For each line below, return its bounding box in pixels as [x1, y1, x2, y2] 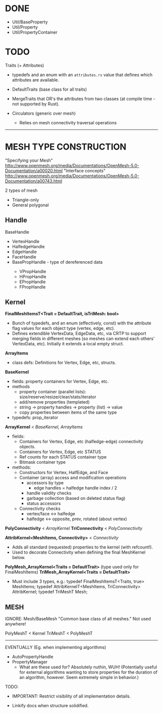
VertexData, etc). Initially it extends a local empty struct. [12, 341, 124, 347]
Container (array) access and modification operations [19, 475, 127, 481]
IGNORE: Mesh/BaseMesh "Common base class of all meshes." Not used [5, 616, 151, 622]
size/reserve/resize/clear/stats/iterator [19, 394, 97, 400]
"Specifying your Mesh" [5, 157, 53, 163]
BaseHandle [5, 229, 30, 235]
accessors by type [26, 480, 64, 486]
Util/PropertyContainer [12, 29, 58, 35]
